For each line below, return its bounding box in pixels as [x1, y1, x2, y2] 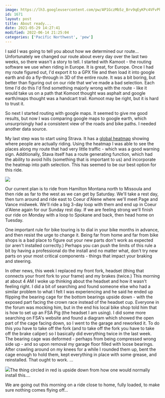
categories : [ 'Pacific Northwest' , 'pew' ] [5, 35, 93, 40]
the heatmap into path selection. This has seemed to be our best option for [5, 161, 157, 168]
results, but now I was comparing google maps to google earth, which [5, 115, 147, 121]
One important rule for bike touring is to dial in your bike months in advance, [5, 226, 159, 232]
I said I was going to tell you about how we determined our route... [5, 48, 139, 54]
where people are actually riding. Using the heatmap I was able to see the [5, 141, 154, 146]
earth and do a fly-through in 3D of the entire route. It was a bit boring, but [5, 74, 156, 80]
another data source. [5, 126, 48, 132]
